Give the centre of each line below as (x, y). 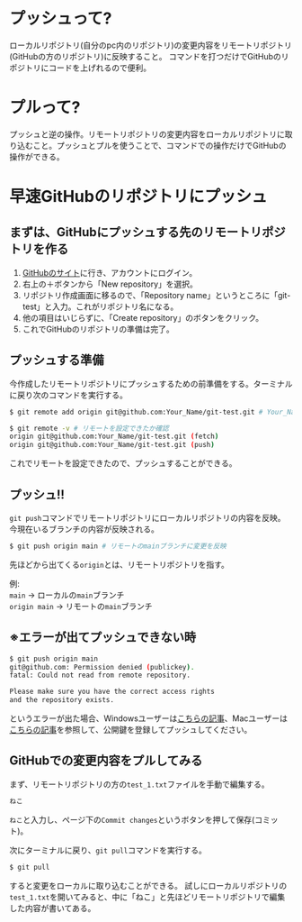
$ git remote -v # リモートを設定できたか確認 (89, 428)
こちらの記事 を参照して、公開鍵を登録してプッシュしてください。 (131, 730)
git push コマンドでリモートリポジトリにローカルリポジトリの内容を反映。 (147, 518)
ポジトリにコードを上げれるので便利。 (80, 68)
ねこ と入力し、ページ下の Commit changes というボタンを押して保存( (132, 819)
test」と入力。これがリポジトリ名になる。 (100, 306)
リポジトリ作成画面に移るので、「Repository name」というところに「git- (156, 295)
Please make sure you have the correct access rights (112, 692)
